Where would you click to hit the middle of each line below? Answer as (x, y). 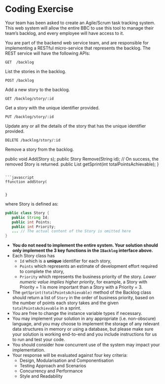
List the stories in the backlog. (36, 71)
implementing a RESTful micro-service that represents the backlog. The (78, 48)
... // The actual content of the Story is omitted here (71, 231)
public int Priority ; (34, 227)
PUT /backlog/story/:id (30, 117)
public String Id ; (31, 217)
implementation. (29, 350)
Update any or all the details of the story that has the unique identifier (76, 126)
